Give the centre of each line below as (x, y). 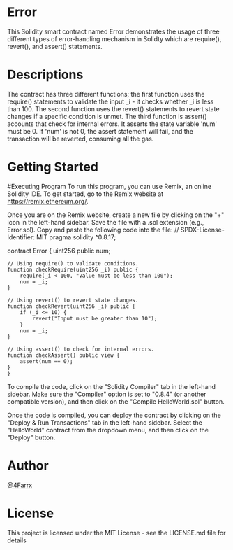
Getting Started (53, 167)
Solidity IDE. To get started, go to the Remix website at (85, 194)
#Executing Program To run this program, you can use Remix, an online (110, 186)
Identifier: (21, 237)
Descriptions (45, 75)
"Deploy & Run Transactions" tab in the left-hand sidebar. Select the (105, 422)
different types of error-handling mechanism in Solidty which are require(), (114, 38)
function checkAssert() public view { (63, 355)
